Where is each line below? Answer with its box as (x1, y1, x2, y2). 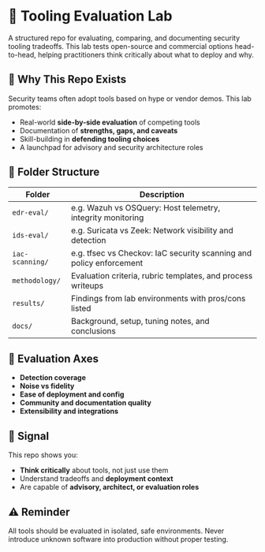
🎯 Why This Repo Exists (8, 73, 127, 86)
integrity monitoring (70, 212, 144, 223)
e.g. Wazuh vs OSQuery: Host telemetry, (70, 202, 221, 213)
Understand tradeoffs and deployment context (19, 474, 174, 483)
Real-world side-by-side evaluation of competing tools (19, 117, 201, 127)
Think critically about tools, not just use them (19, 465, 169, 476)
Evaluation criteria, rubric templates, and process (70, 270, 253, 281)
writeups (70, 280, 104, 291)
